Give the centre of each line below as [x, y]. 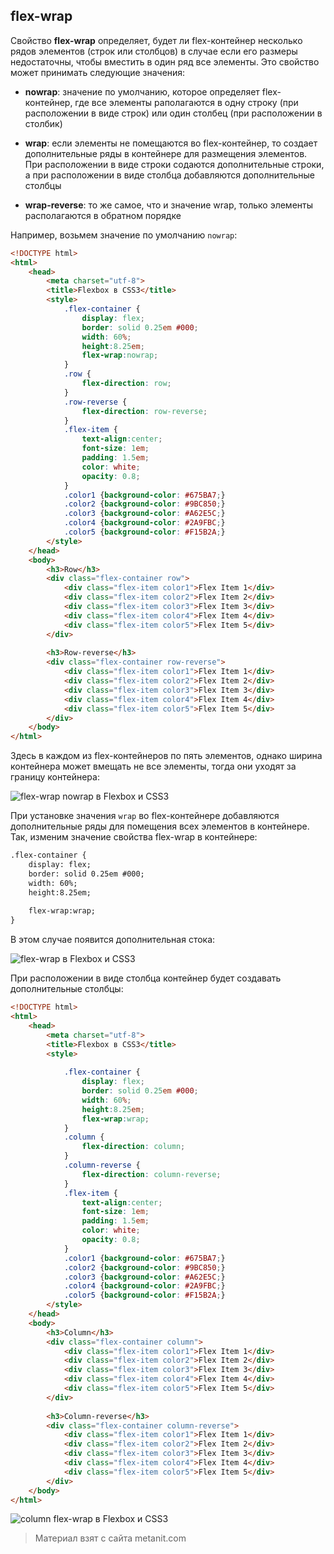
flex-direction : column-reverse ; [151, 1174]
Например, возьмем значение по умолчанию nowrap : [124, 235]
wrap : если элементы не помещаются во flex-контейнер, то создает [171, 143]
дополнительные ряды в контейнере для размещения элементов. [166, 153]
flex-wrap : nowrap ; [120, 355]
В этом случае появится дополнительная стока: [113, 940]
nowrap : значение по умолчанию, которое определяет [142, 91]
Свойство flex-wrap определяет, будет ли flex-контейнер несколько [156, 40]
